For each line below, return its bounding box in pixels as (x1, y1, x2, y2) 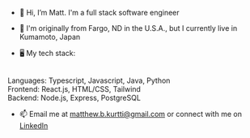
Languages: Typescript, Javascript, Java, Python (7, 75, 171, 85)
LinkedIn (19, 121, 49, 130)
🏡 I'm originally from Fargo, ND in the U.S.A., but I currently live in (19, 24, 238, 32)
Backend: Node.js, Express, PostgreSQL (7, 93, 141, 102)
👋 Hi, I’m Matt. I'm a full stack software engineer (19, 8, 180, 17)
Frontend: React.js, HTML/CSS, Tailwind (7, 84, 141, 93)
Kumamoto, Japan (19, 32, 81, 41)
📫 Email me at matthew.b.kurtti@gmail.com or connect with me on (19, 110, 242, 119)
